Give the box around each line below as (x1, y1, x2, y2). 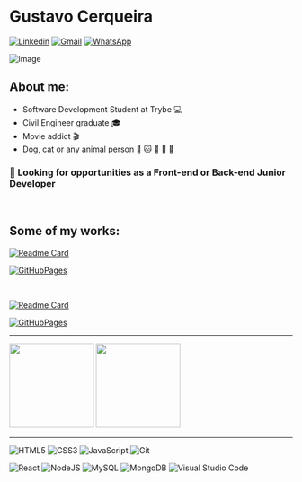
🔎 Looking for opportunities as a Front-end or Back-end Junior (9, 166, 286, 179)
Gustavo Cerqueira (9, 6, 154, 27)
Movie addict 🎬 (22, 130, 80, 141)
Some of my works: (9, 223, 120, 239)
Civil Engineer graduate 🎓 (22, 117, 121, 127)
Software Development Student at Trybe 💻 (22, 103, 182, 114)
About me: (9, 79, 70, 95)
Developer (9, 177, 56, 189)
